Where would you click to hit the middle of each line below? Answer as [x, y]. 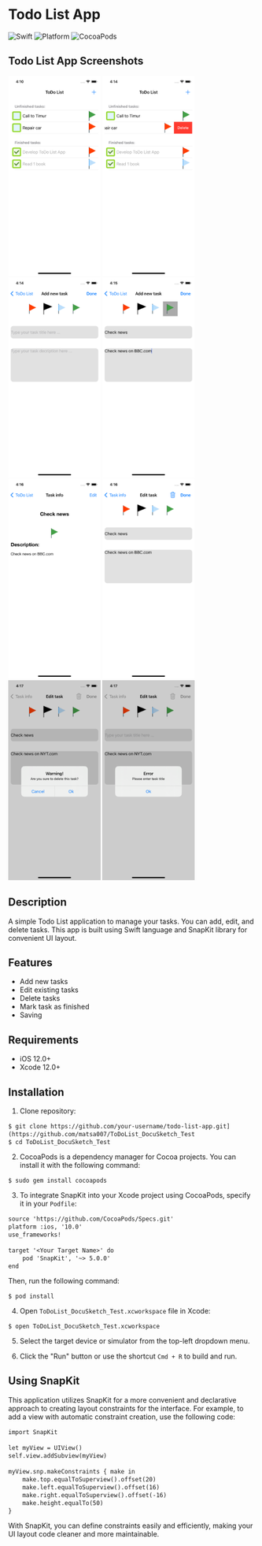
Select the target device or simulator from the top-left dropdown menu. [135, 1341]
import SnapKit [33, 1432]
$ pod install [31, 1296]
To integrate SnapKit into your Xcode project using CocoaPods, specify [135, 1195]
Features [30, 963]
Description [37, 903]
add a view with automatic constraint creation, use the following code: [122, 1417]
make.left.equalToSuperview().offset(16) [91, 1487]
